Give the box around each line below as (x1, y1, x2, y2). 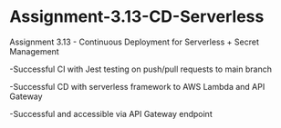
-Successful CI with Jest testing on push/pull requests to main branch (9, 64, 272, 74)
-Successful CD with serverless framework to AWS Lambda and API (9, 81, 265, 92)
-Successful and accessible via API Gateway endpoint (9, 108, 213, 119)
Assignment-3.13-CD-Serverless (9, 6, 265, 27)
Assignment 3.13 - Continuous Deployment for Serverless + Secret (9, 36, 260, 47)
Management (9, 45, 59, 56)
